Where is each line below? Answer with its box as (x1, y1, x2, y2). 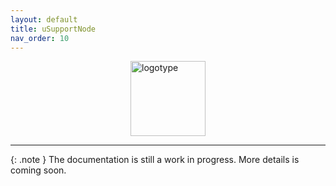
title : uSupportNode (10, 24, 97, 34)
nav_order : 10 (10, 33, 70, 43)
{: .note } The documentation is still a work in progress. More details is (10, 154, 300, 166)
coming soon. (10, 164, 67, 176)
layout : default (10, 14, 78, 25)
